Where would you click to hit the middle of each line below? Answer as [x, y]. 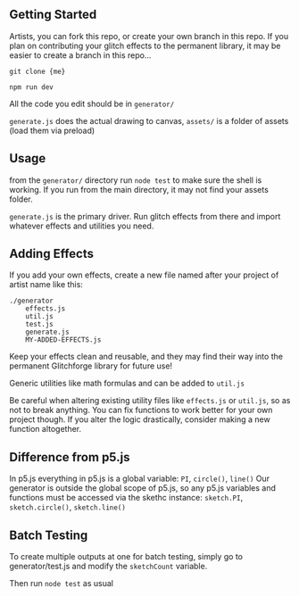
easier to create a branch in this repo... [80, 55]
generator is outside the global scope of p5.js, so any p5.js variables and [143, 488]
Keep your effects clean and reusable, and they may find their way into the [146, 357]
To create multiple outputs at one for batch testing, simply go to [126, 557]
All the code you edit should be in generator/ [92, 103]
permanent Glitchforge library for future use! [91, 366]
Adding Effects [51, 254]
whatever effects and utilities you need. [82, 226]
